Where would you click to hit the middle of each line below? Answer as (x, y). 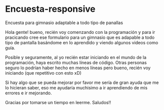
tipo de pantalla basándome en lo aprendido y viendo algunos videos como (82, 42)
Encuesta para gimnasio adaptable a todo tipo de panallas (64, 23)
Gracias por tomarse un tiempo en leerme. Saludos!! (58, 102)
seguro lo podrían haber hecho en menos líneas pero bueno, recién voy (78, 68)
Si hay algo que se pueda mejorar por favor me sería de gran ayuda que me (82, 82)
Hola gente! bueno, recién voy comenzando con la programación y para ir (80, 32)
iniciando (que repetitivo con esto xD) (43, 73)
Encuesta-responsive (50, 9)
